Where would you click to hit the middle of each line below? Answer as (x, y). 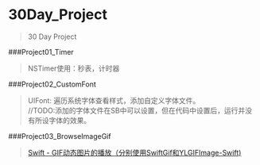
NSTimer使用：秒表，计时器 (74, 68)
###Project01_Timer (41, 52)
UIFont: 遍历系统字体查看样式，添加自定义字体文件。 (114, 100)
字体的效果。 (70, 120)
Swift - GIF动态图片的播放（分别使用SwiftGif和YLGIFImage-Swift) (134, 152)
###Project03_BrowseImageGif (60, 136)
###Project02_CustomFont (52, 84)
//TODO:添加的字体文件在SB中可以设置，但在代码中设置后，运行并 (136, 110)
